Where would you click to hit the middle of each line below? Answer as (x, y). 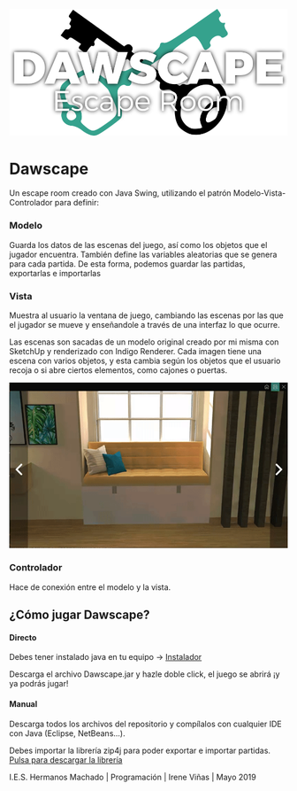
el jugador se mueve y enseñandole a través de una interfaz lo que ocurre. (145, 324)
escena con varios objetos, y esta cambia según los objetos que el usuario (145, 361)
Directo (23, 637)
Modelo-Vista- (259, 193)
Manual (23, 704)
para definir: (77, 203)
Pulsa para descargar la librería (66, 760)
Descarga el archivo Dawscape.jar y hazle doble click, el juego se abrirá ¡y (145, 674)
